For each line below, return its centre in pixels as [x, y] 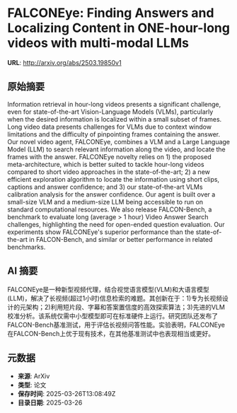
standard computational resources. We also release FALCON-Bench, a [110, 209]
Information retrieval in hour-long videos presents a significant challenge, [114, 104]
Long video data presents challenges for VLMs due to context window [110, 127]
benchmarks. [27, 247]
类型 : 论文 [32, 385]
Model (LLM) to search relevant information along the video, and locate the [117, 149]
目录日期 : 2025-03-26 [50, 403]
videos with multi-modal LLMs [98, 43]
